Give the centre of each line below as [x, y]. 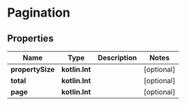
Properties [30, 38]
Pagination [39, 13]
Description [117, 58]
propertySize [33, 69]
